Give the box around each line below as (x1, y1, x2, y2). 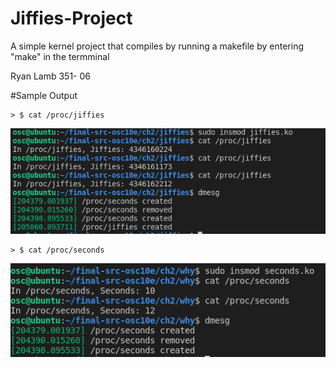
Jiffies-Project (10, 7, 133, 30)
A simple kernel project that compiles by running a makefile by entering (10, 40, 304, 52)
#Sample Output (10, 89, 78, 101)
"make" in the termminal (10, 50, 110, 62)
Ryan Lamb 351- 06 (10, 70, 91, 82)
